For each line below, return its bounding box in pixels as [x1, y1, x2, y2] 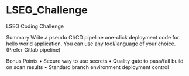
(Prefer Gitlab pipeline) [6, 46, 61, 53]
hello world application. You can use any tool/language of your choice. [6, 40, 176, 47]
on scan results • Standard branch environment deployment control [6, 63, 169, 70]
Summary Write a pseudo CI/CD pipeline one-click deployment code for [6, 34, 180, 41]
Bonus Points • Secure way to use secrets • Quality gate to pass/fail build [6, 57, 184, 64]
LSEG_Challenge [6, 3, 88, 17]
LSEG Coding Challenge [6, 23, 64, 30]
